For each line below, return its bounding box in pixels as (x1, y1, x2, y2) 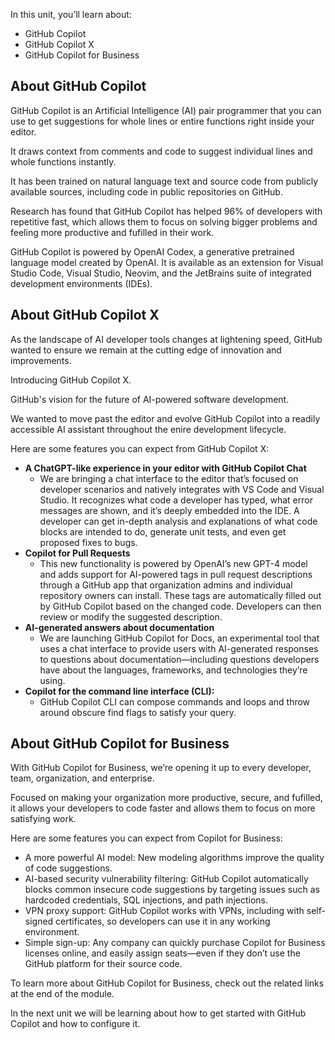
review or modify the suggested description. (39, 610, 223, 623)
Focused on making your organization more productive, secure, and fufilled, (10, 792, 323, 804)
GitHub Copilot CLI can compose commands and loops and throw (39, 695, 311, 708)
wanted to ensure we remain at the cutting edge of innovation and (10, 344, 282, 356)
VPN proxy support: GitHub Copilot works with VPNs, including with (24, 905, 305, 917)
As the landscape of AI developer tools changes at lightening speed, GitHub (10, 333, 323, 345)
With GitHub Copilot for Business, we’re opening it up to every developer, (10, 762, 312, 774)
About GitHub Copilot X (10, 307, 160, 324)
